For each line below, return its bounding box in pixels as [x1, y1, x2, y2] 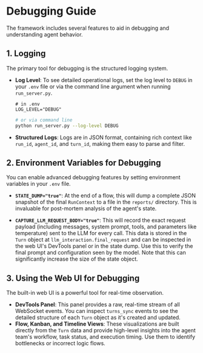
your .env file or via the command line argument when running [15, 83, 171, 90]
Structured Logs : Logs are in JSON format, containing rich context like [15, 134, 192, 141]
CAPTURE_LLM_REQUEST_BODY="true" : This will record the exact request [15, 217, 186, 224]
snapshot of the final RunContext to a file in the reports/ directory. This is [15, 199, 197, 206]
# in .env [15, 101, 41, 107]
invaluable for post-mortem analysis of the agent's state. [15, 205, 157, 212]
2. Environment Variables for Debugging [6, 157, 161, 168]
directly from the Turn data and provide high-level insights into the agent [15, 327, 196, 334]
